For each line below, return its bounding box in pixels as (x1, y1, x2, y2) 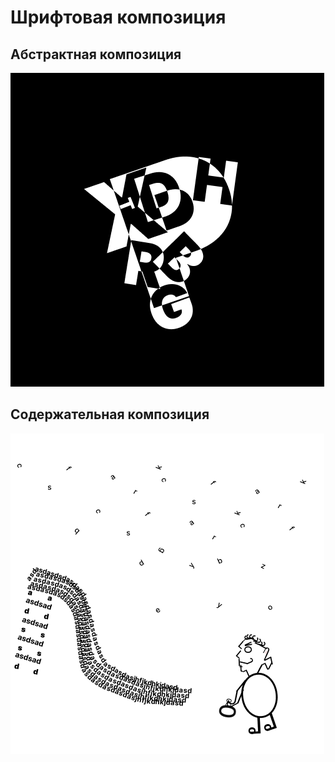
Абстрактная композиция (10, 46, 182, 63)
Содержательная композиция (10, 406, 210, 423)
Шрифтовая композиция (10, 6, 227, 29)
